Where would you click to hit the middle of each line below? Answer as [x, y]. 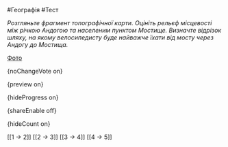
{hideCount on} [29, 124]
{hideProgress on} [33, 97]
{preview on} [25, 84]
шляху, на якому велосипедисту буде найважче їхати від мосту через [111, 37]
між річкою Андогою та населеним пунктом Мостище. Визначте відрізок [114, 30]
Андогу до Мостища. [38, 45]
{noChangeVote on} [35, 71]
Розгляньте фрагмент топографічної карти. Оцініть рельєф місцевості [110, 23]
